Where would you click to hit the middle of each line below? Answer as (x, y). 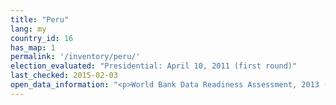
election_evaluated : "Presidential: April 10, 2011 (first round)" (154, 66)
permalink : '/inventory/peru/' (75, 57)
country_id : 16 (42, 38)
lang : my (28, 29)
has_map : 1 (33, 47)
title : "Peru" (40, 19)
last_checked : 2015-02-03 (64, 76)
